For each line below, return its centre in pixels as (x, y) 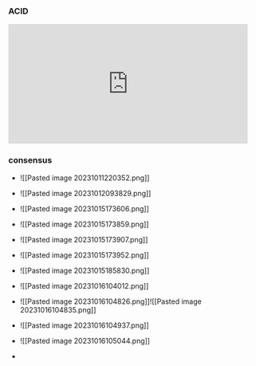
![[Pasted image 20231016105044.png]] (85, 340)
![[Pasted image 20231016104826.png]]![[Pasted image (110, 301)
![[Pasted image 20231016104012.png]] (84, 285)
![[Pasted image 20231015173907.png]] (84, 239)
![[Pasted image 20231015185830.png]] (85, 270)
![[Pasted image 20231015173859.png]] (84, 224)
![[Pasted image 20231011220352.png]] (85, 178)
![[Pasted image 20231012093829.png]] (85, 193)
